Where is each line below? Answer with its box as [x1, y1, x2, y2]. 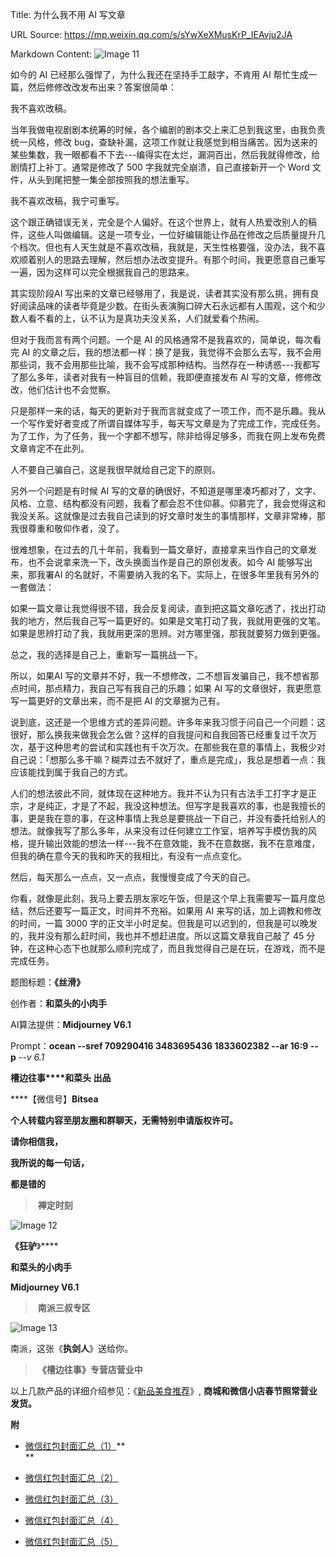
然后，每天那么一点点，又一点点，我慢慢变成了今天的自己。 [10, 871, 256, 883]
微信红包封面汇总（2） [24, 1472, 119, 1483]
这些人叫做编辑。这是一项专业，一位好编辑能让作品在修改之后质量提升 [27, 229, 317, 240]
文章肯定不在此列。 [10, 443, 90, 454]
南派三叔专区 [37, 1302, 91, 1313]
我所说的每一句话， [10, 1157, 90, 1168]
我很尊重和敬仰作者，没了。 [10, 523, 125, 534]
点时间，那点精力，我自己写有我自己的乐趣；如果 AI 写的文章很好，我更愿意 [10, 683, 322, 694]
